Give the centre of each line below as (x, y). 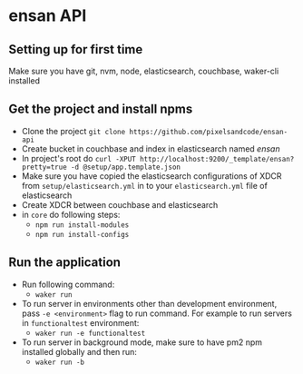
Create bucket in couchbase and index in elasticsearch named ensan (151, 148)
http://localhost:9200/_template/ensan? (217, 159)
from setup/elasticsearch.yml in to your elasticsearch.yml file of (145, 185)
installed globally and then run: (79, 351)
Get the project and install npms (101, 109)
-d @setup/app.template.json (125, 167)
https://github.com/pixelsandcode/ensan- (208, 132)
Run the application (65, 263)
